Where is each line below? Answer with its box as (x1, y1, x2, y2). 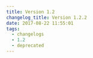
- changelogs (11, 31, 44, 37)
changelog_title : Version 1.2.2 (6, 14, 87, 21)
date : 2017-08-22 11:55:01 (6, 20, 74, 26)
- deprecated (11, 43, 44, 49)
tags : (6, 25, 20, 32)
